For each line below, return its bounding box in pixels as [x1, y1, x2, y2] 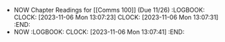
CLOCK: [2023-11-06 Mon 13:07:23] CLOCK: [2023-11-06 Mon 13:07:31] [13, 13, 219, 21]
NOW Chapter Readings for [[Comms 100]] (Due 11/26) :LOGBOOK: [13, 6, 206, 14]
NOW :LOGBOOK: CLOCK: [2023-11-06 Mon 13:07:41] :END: [13, 28, 185, 36]
